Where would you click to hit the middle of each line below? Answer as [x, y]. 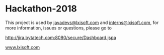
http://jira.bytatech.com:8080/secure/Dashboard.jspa [61, 37]
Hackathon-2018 [41, 9]
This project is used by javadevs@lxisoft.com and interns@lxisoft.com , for [82, 22]
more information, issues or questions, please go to [59, 27]
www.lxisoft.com [23, 47]
